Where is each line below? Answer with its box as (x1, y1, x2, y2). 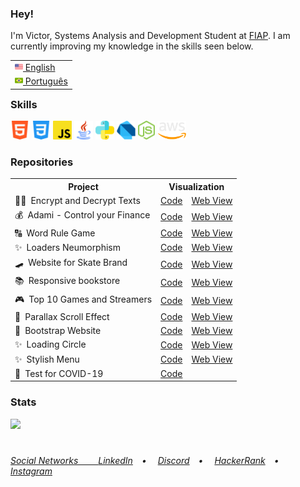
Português (24, 75, 68, 87)
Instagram (10, 465, 53, 477)
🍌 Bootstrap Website (14, 325, 102, 337)
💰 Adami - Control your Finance (14, 209, 151, 221)
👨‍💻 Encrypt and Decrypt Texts (14, 195, 141, 207)
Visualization (168, 180, 225, 192)
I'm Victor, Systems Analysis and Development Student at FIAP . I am (10, 30, 291, 42)
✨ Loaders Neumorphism (14, 241, 122, 253)
